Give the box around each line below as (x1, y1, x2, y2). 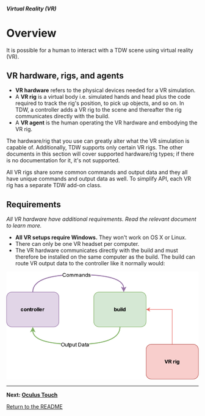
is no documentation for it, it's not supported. (6, 157, 120, 164)
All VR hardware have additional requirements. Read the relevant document (6, 215, 196, 223)
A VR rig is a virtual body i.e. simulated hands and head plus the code (15, 93, 191, 101)
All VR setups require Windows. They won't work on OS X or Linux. (15, 234, 187, 241)
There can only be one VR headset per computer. (15, 240, 140, 248)
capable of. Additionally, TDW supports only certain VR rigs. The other (6, 144, 183, 151)
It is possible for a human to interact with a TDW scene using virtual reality (6, 46, 193, 54)
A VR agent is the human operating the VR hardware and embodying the (15, 119, 198, 126)
